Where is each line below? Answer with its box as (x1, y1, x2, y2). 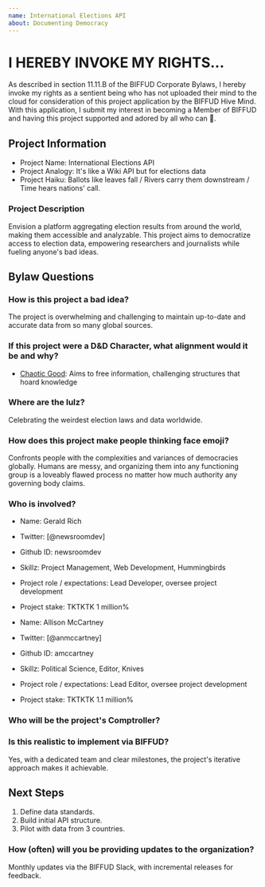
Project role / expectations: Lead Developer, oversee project (19, 578, 217, 588)
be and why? (8, 350, 59, 361)
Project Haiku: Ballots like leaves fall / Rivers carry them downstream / (19, 175, 250, 184)
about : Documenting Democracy (8, 19, 109, 27)
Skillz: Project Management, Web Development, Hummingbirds (19, 563, 226, 573)
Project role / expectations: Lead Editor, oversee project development (19, 680, 247, 689)
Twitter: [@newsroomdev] (19, 532, 106, 542)
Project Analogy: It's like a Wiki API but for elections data (19, 167, 207, 176)
